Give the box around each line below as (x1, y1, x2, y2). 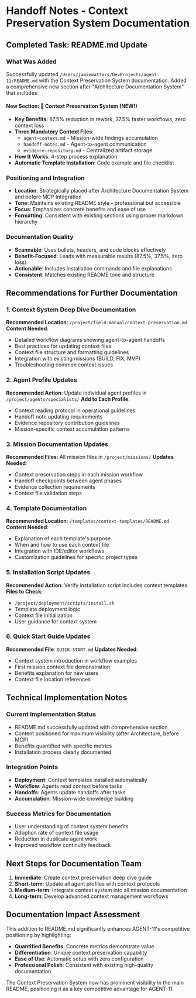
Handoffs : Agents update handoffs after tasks (14, 788, 126, 795)
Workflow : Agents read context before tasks (14, 783, 123, 790)
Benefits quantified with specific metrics (14, 742, 112, 749)
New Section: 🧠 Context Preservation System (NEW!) (6, 102, 137, 109)
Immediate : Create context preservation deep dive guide (14, 874, 152, 881)
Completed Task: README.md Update (6, 40, 147, 50)
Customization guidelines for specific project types (14, 554, 138, 561)
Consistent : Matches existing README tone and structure (14, 271, 155, 278)
